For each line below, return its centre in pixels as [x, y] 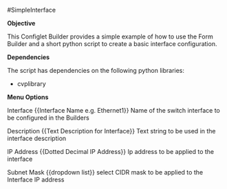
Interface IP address [36, 179]
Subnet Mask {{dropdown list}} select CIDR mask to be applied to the [105, 172]
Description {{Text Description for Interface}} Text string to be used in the [111, 131]
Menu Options [28, 97]
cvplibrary [31, 84]
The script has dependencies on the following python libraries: [96, 70]
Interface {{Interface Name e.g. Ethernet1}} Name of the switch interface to [113, 110]
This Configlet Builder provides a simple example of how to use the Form [110, 36]
